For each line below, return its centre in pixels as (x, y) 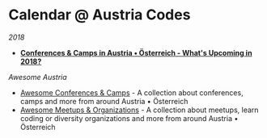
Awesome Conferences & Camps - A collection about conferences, (132, 92)
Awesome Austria (38, 77)
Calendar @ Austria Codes (100, 15)
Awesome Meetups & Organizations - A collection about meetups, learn (139, 110)
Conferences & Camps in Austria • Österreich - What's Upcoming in (136, 52)
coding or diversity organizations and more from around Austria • (129, 118)
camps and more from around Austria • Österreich (104, 101)
